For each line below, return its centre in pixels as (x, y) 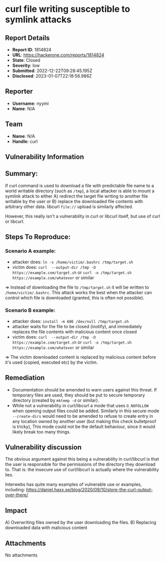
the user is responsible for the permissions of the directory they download (80, 464)
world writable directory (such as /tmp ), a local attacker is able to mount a (80, 191)
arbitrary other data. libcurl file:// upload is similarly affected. (69, 207)
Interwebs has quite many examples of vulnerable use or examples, (73, 484)
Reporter (19, 92)
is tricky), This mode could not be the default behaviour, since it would (84, 427)
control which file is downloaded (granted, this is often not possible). (75, 298)
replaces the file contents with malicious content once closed (74, 332)
